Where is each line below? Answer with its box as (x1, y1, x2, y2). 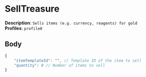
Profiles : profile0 (5, 25, 43, 31)
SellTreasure (5, 3, 60, 15)
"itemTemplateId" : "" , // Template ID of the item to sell (14, 58, 142, 63)
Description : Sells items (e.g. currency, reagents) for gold (5, 20, 138, 26)
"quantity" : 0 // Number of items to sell (14, 63, 105, 68)
